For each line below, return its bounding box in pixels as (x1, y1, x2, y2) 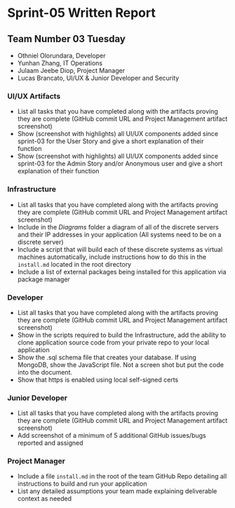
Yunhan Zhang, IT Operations (17, 59, 103, 67)
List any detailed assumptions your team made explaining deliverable (17, 487, 217, 495)
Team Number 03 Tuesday (7, 33, 126, 45)
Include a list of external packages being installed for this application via (17, 267, 227, 276)
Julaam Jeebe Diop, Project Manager (17, 67, 125, 74)
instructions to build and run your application (17, 479, 147, 488)
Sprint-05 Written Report (7, 5, 156, 21)
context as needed (17, 495, 72, 503)
